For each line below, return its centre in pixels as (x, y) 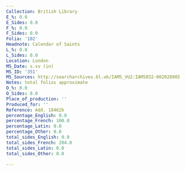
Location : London (27, 61)
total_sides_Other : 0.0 (35, 153)
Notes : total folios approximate (47, 83)
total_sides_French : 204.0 (39, 142)
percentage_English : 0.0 (36, 115)
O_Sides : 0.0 (22, 93)
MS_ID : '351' (22, 72)
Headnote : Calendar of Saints (43, 45)
